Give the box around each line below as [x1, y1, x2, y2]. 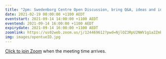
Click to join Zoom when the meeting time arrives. [5, 48, 106, 54]
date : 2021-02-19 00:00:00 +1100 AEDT [5, 12, 85, 17]
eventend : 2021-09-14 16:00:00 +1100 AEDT [5, 21, 94, 26]
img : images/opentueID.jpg [5, 35, 61, 40]
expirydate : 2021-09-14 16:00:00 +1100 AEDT [5, 26, 98, 30]
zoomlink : [5, 30, 26, 35]
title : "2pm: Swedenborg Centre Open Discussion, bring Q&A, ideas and [5, 7, 156, 12]
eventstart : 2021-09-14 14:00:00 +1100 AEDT [5, 16, 98, 21]
